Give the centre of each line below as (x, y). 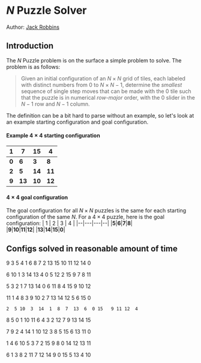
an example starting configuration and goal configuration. (77, 122)
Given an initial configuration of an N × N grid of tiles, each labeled (103, 78)
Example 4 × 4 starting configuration (53, 136)
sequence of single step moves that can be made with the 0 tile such (106, 91)
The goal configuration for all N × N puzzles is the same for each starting (96, 211)
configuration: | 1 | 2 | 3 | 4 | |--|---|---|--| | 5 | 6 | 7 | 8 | (70, 223)
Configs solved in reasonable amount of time (92, 249)
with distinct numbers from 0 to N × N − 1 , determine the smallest (101, 85)
